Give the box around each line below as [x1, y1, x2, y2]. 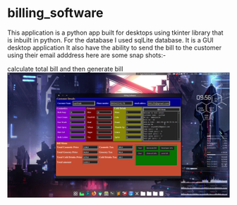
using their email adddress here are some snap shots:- [7, 51, 166, 59]
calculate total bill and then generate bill [7, 64, 123, 73]
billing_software [7, 5, 104, 21]
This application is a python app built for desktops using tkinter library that [7, 28, 224, 37]
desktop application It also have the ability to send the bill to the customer [7, 43, 222, 52]
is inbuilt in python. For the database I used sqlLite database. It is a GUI [7, 35, 214, 44]
